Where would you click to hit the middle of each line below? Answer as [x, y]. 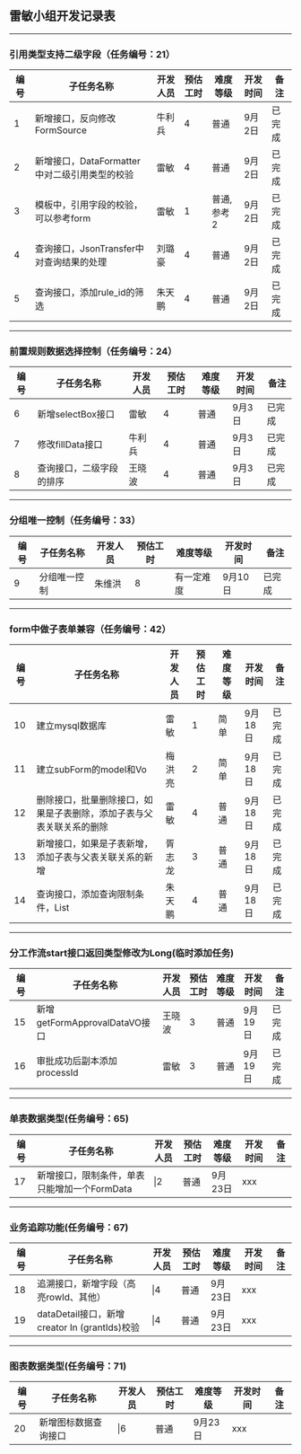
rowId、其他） [76, 1297]
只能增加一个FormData [85, 1188]
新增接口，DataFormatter [87, 162]
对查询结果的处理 [71, 262]
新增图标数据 [66, 1423]
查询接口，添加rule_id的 [85, 293]
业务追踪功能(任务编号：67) [69, 1227]
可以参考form [63, 218]
